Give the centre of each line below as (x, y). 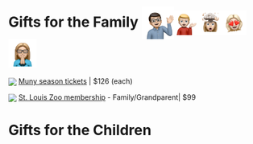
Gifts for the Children (80, 130)
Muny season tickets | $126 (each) (75, 81)
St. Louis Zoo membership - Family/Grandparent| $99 (107, 97)
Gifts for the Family (73, 22)
